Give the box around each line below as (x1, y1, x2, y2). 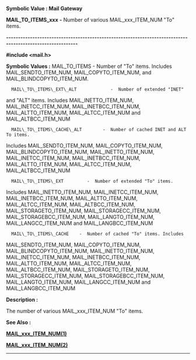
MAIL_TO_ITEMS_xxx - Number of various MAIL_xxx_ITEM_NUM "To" (6, 16, 175, 23)
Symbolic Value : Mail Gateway (6, 5, 83, 12)
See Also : (6, 319, 31, 325)
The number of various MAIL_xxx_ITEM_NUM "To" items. (6, 307, 143, 314)
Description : (6, 296, 38, 303)
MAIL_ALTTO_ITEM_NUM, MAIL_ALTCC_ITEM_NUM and (6, 109, 141, 116)
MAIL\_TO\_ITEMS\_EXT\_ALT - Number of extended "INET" (11, 87, 184, 92)
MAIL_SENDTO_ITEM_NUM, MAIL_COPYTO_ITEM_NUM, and (6, 69, 152, 76)
